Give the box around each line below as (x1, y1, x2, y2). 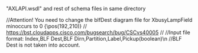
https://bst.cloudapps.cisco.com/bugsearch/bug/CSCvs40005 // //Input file (6, 29, 191, 36)
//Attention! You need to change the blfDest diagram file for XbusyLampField (6, 16, 193, 23)
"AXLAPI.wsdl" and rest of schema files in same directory (6, 5, 146, 12)
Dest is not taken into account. (6, 41, 81, 48)
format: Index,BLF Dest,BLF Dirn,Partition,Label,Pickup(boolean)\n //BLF (6, 35, 182, 42)
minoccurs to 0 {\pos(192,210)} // (6, 23, 87, 29)
